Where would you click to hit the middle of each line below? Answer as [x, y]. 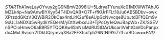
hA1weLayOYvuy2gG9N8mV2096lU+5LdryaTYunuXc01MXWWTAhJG [89, 7]
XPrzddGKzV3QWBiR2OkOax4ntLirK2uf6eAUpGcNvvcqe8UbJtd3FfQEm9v [81, 17]
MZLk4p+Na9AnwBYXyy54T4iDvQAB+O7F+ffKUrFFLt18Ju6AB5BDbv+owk [81, 12]
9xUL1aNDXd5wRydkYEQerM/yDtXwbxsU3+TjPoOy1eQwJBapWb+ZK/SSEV [82, 22]
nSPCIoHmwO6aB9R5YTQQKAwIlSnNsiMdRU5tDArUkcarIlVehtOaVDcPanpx [82, 27]
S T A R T [12, 7]
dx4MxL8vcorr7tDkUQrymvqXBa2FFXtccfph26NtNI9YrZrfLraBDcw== [75, 33]
